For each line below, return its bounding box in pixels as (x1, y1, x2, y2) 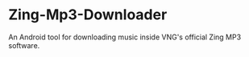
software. (8, 40, 40, 50)
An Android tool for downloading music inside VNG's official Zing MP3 (8, 32, 242, 42)
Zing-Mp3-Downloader (8, 6, 168, 24)
